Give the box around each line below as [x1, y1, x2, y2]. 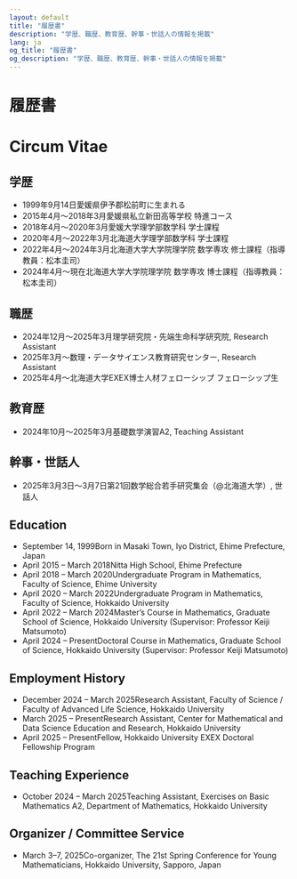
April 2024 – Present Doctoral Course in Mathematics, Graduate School [21, 635, 282, 646]
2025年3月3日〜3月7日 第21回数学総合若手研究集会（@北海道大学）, [21, 480, 273, 490]
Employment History [9, 671, 126, 686]
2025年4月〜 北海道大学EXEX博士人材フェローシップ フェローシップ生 [21, 373, 279, 383]
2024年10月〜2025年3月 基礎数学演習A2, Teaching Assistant [21, 426, 245, 437]
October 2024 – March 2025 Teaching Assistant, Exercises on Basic [21, 791, 269, 802]
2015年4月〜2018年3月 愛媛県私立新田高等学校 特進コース [21, 211, 233, 222]
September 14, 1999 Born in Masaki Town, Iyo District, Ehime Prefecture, [21, 541, 285, 552]
